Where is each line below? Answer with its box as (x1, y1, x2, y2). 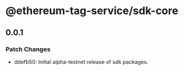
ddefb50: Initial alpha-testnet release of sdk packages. (14, 58, 149, 65)
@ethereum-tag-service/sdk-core (5, 4, 179, 18)
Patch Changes (5, 45, 51, 53)
